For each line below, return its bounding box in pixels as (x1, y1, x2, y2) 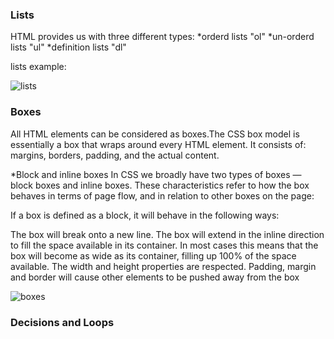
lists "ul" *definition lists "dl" (10, 41, 127, 53)
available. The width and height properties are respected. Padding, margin (10, 260, 317, 272)
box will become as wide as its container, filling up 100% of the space (10, 249, 297, 262)
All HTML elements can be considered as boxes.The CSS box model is (10, 128, 300, 140)
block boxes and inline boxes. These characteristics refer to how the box (10, 179, 310, 191)
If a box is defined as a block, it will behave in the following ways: (10, 209, 280, 221)
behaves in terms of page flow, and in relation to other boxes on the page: (10, 189, 315, 202)
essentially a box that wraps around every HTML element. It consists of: (10, 138, 307, 150)
